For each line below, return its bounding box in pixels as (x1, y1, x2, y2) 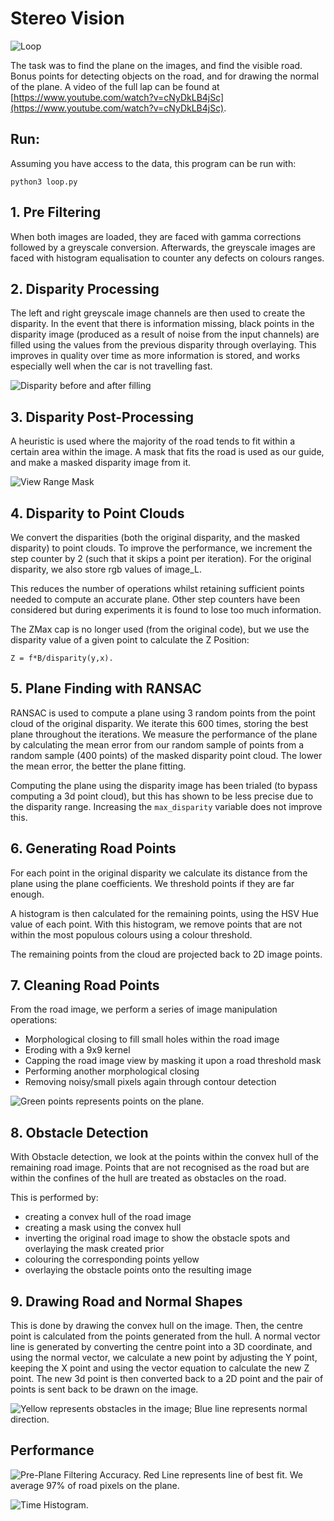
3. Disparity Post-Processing (10, 408, 194, 426)
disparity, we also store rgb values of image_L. (10, 563, 202, 575)
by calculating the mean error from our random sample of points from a (10, 738, 305, 751)
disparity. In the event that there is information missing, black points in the (10, 318, 315, 330)
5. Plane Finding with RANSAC (10, 680, 202, 697)
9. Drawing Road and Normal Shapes (10, 1293, 243, 1310)
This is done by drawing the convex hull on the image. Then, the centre (10, 1320, 303, 1332)
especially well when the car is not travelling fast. (10, 360, 213, 372)
